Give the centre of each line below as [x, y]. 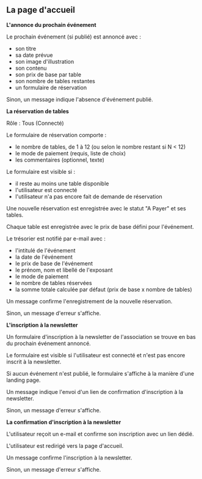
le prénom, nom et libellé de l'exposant [64, 270]
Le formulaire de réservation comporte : [56, 135]
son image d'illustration [45, 61]
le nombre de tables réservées [54, 283]
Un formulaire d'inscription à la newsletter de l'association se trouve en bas [101, 336]
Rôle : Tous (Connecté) [35, 123]
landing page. [23, 380]
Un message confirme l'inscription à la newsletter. [69, 458]
